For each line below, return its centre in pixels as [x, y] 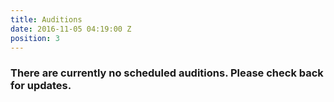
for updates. [41, 86]
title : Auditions [46, 19]
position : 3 [35, 38]
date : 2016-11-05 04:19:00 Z [71, 29]
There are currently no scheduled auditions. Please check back [167, 73]
